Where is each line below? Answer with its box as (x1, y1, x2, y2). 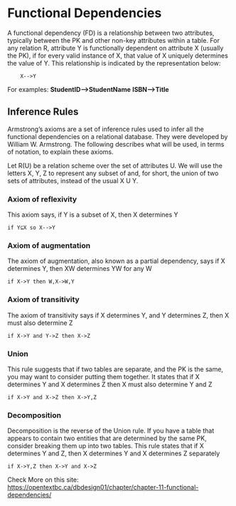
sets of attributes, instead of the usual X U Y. (7, 176, 139, 185)
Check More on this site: (7, 475, 80, 484)
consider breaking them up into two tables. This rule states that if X (7, 442, 204, 450)
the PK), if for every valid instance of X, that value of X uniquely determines (7, 51, 229, 60)
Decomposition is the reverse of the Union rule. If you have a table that (7, 426, 215, 435)
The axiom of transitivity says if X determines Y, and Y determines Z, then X (7, 311, 230, 319)
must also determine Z (7, 319, 73, 327)
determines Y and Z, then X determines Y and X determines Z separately (7, 449, 220, 458)
